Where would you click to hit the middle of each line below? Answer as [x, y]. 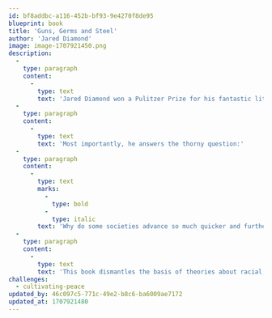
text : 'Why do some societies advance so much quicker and [139, 227]
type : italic [73, 219]
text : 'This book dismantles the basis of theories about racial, [152, 272]
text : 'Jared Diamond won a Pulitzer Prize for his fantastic [144, 99]
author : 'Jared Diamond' [50, 38]
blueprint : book [36, 23]
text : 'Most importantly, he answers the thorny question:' [141, 144]
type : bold [70, 204]
